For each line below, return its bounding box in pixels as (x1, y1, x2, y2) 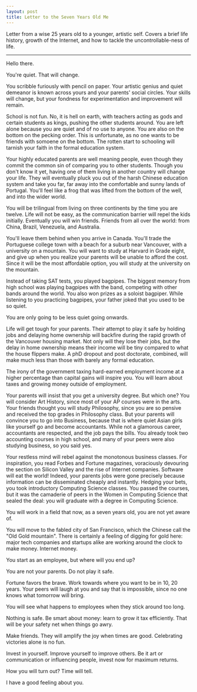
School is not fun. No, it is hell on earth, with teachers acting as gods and (6, 112, 183, 120)
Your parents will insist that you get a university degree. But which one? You (6, 392, 189, 399)
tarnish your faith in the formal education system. (6, 144, 125, 151)
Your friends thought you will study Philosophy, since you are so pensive (6, 404, 182, 411)
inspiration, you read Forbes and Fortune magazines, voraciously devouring (6, 459, 189, 466)
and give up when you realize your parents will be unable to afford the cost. (6, 253, 189, 260)
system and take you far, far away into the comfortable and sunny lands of (6, 180, 186, 187)
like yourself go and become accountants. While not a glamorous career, (6, 423, 182, 430)
